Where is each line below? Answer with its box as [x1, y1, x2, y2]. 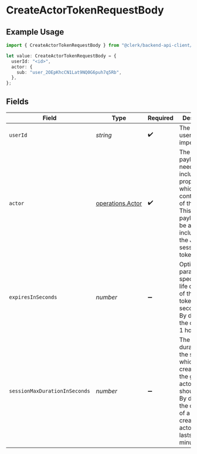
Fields [6, 96, 29, 106]
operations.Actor [96, 199, 142, 207]
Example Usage [6, 27, 64, 37]
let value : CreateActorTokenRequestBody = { [6, 53, 117, 59]
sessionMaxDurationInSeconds [9, 388, 90, 394]
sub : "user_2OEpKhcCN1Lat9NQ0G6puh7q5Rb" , [16, 69, 122, 75]
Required [147, 114, 174, 122]
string [96, 131, 113, 139]
